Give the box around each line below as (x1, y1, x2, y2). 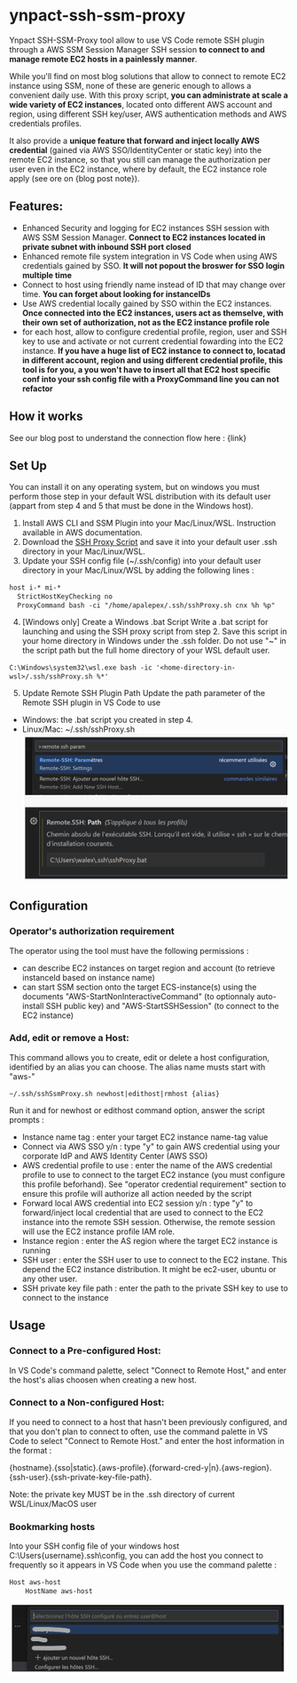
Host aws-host (9, 1578, 62, 1587)
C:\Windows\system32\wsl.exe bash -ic (9, 663, 152, 672)
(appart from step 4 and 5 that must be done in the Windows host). (9, 501, 254, 511)
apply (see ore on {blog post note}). (9, 172, 140, 183)
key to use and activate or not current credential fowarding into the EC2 (21, 335, 284, 347)
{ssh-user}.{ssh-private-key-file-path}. (9, 1471, 152, 1482)
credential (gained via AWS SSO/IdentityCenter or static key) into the (9, 144, 262, 156)
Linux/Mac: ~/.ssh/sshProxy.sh (21, 724, 136, 734)
